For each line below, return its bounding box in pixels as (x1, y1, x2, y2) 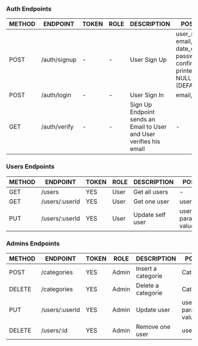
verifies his (130, 137, 160, 146)
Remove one (136, 322, 171, 331)
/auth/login (41, 91, 72, 99)
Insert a (136, 264, 157, 272)
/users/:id (41, 326, 68, 334)
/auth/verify (41, 123, 74, 131)
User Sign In (130, 91, 164, 99)
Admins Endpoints (6, 239, 60, 248)
